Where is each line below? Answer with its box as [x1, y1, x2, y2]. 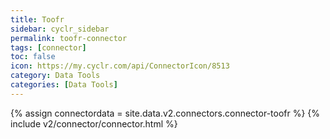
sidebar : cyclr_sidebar [10, 24, 110, 34]
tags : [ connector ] [10, 42, 87, 53]
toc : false [10, 52, 56, 62]
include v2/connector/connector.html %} [10, 117, 178, 130]
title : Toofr [10, 14, 65, 25]
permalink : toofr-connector [10, 33, 128, 43]
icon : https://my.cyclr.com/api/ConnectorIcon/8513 [10, 61, 230, 71]
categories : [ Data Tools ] [10, 80, 118, 90]
